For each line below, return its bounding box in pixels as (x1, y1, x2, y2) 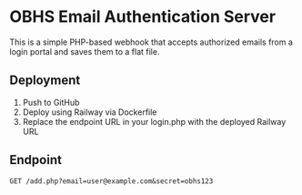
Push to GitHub (22, 97, 80, 108)
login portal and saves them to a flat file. (9, 46, 160, 56)
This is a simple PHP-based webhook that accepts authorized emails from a (9, 36, 294, 47)
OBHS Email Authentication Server (9, 6, 276, 27)
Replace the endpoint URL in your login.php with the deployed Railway (22, 116, 287, 127)
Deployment (9, 73, 81, 88)
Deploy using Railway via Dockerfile (22, 107, 157, 118)
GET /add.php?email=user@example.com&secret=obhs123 (9, 176, 214, 186)
